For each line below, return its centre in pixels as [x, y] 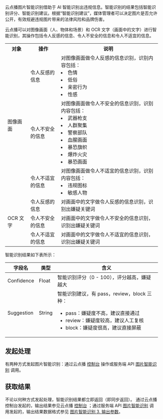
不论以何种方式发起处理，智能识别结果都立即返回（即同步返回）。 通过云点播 [81, 399]
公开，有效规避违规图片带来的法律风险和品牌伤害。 [56, 19]
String [46, 313]
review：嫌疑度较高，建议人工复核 [105, 320]
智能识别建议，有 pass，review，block [102, 294]
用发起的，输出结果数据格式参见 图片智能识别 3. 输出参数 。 [64, 411]
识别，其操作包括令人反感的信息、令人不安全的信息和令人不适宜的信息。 [81, 36]
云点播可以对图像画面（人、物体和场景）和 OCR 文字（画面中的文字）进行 [79, 30]
